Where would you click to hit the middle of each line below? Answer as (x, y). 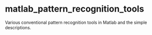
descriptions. (18, 27)
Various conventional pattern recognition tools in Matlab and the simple (76, 22)
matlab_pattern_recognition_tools (75, 9)
